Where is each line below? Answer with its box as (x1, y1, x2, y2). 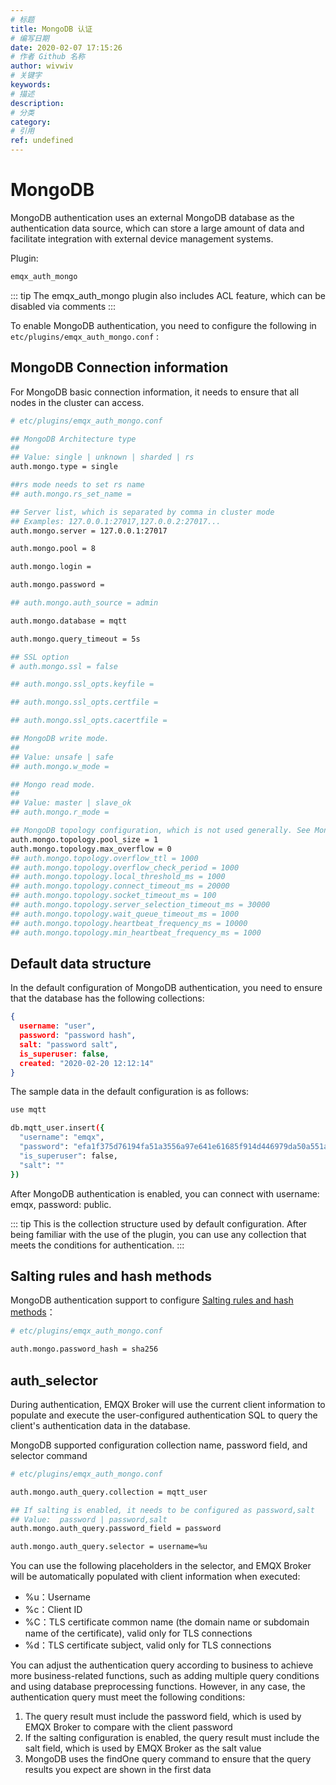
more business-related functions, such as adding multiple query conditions (10, 1670, 320, 1682)
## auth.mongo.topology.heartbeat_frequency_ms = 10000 (10, 918, 248, 928)
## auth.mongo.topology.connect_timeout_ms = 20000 (10, 881, 230, 891)
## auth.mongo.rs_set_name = (10, 489, 132, 499)
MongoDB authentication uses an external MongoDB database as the (10, 211, 295, 223)
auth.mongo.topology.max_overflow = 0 (10, 844, 172, 854)
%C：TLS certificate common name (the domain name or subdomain (24, 1616, 310, 1628)
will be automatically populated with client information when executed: (10, 1571, 301, 1583)
